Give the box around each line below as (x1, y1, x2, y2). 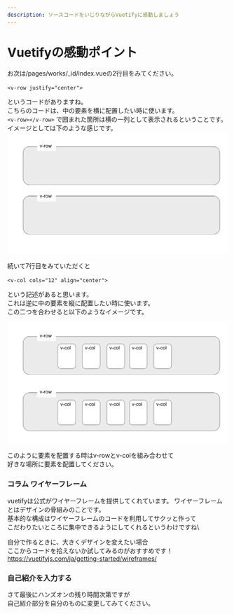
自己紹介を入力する (7, 573, 72, 582)
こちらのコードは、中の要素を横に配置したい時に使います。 (7, 106, 179, 115)
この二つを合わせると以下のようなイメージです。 (7, 307, 149, 316)
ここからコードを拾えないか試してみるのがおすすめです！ (7, 546, 173, 554)
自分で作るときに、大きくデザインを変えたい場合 (7, 538, 149, 546)
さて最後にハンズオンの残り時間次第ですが (7, 590, 130, 599)
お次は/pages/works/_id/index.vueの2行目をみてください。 (7, 69, 178, 77)
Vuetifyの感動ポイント (7, 44, 138, 60)
